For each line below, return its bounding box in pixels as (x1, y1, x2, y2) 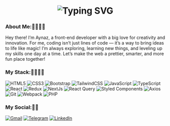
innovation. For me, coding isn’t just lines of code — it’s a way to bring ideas (5, 40, 164, 46)
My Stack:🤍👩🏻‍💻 (5, 69, 45, 76)
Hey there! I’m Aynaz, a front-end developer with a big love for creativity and (5, 34, 165, 40)
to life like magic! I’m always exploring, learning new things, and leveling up (5, 46, 162, 52)
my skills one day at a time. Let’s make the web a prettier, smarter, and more (5, 51, 164, 57)
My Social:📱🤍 (5, 104, 39, 111)
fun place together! (5, 56, 46, 62)
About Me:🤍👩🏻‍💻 (5, 23, 46, 30)
